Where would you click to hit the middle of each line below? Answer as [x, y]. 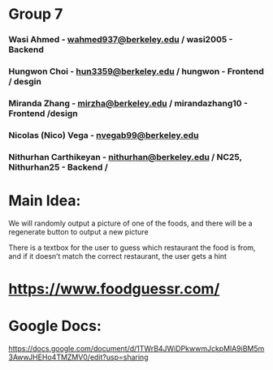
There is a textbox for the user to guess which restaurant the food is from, [132, 247]
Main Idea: [45, 200]
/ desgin [25, 82]
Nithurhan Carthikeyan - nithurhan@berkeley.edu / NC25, [125, 157]
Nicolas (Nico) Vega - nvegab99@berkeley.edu [104, 135]
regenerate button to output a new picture [78, 231]
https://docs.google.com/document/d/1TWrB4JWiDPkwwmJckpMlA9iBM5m [136, 348]
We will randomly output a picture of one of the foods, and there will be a [131, 223]
